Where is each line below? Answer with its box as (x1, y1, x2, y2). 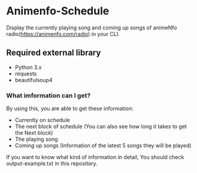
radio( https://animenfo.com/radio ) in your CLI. (6, 30, 120, 37)
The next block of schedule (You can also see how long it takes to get (14, 123, 187, 130)
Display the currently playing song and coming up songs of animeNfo (6, 24, 178, 31)
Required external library (6, 48, 101, 58)
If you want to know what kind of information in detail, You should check (6, 154, 184, 161)
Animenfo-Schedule (6, 4, 110, 18)
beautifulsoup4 (14, 76, 53, 83)
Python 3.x (14, 63, 42, 71)
